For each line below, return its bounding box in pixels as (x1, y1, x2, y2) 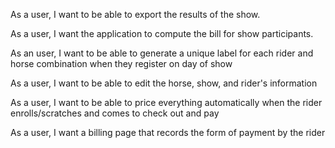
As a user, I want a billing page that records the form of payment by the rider (10, 127, 326, 138)
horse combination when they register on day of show (10, 58, 233, 69)
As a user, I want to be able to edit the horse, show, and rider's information (10, 77, 318, 89)
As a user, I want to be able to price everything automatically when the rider (10, 97, 323, 108)
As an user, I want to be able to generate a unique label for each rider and (10, 47, 314, 59)
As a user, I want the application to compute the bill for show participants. (10, 28, 314, 39)
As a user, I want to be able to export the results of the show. (10, 9, 261, 20)
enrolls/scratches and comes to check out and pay (10, 107, 220, 119)
